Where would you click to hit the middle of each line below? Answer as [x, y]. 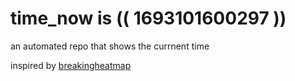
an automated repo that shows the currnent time [110, 46]
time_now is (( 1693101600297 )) [148, 18]
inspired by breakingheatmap [71, 65]
